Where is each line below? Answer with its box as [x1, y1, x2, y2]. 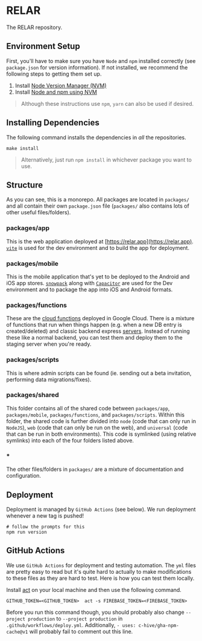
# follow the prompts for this [6, 524, 85, 530]
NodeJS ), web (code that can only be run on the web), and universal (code [6, 424, 188, 431]
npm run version [6, 529, 47, 535]
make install [6, 145, 39, 151]
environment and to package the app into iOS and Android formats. [6, 286, 173, 293]
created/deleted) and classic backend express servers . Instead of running [6, 327, 190, 335]
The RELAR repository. [6, 24, 62, 31]
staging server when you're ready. [6, 340, 92, 348]
